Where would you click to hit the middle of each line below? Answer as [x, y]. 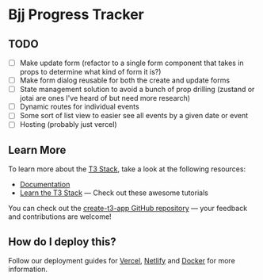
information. [28, 269]
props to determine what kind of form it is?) [90, 72]
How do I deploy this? [62, 242]
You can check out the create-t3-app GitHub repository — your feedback [128, 209]
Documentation [45, 185]
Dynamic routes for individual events [80, 107]
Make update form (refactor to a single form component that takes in [131, 63]
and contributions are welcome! [60, 217]
